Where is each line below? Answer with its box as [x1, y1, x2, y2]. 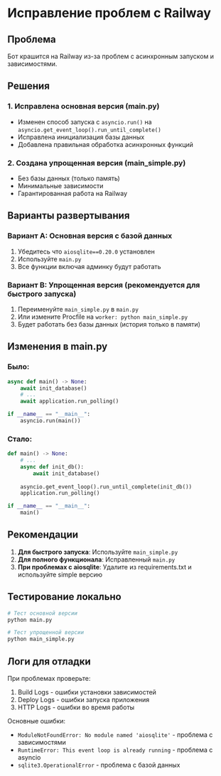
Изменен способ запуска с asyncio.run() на [17, 117, 152, 126]
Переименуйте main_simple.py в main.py [17, 305, 139, 313]
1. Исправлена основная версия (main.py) [7, 102, 160, 111]
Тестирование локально [7, 591, 122, 603]
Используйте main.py [17, 254, 82, 263]
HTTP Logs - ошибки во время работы [17, 703, 135, 711]
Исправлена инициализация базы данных [17, 133, 145, 141]
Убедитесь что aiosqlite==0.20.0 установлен [17, 247, 155, 256]
